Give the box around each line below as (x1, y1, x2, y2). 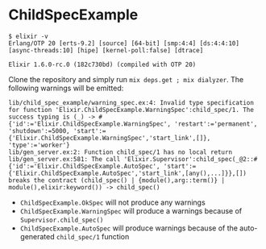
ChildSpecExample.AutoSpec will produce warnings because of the (19, 223, 238, 233)
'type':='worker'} (8, 141, 70, 149)
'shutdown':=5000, (8, 127, 70, 135)
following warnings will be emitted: (8, 83, 124, 93)
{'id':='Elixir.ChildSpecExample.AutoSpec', (8, 162, 160, 170)
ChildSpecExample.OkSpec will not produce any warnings (19, 197, 206, 207)
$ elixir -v (8, 32, 48, 40)
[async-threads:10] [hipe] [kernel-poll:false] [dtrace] (8, 46, 204, 54)
